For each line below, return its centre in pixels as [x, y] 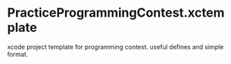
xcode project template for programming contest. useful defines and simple [115, 47]
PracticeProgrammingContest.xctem [116, 13]
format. [18, 54]
